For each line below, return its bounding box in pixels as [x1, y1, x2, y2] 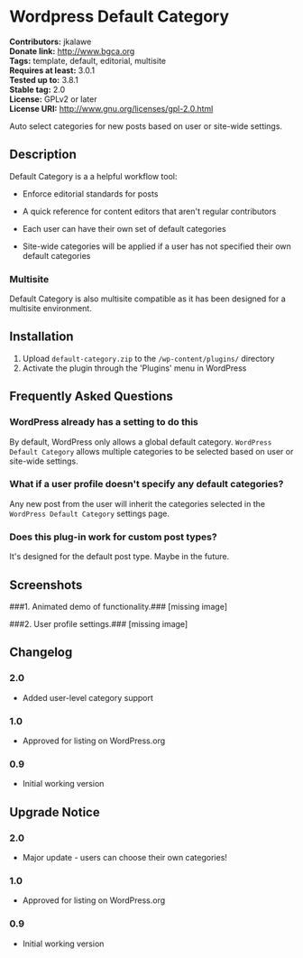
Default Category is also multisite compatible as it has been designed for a [9, 293, 286, 304]
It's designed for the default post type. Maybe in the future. [9, 551, 230, 562]
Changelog [9, 645, 73, 660]
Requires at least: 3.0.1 [9, 65, 96, 76]
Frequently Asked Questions [9, 389, 174, 404]
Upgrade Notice [9, 805, 101, 820]
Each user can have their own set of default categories [22, 223, 227, 234]
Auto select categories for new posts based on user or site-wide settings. [9, 120, 282, 132]
